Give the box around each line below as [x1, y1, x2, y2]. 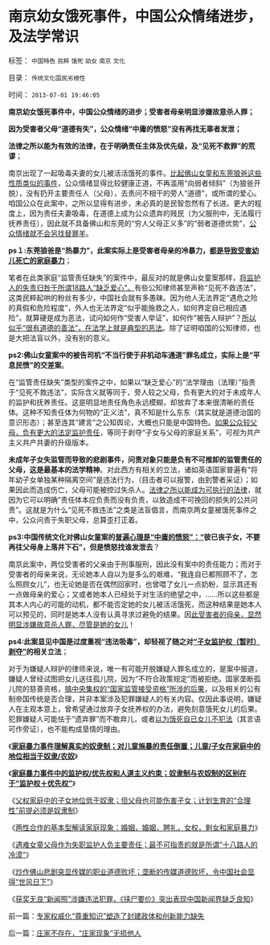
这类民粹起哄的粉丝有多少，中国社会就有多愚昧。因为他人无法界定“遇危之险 [8, 293, 259, 302]
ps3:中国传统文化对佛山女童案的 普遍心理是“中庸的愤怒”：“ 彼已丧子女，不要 [8, 532, 260, 541]
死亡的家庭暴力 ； [14, 255, 72, 265]
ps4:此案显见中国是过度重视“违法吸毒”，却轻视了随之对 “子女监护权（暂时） [8, 636, 261, 646]
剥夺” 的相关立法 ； [8, 647, 69, 656]
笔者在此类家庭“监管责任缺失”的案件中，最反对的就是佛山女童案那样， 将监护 [8, 273, 261, 282]
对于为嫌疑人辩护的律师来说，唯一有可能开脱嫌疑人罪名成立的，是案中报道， [8, 664, 262, 673]
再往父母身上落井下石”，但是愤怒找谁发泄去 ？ [8, 542, 161, 552]
